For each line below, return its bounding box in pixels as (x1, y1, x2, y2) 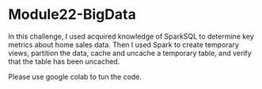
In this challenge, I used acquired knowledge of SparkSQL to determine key (8, 32, 255, 41)
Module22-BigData (8, 6, 136, 24)
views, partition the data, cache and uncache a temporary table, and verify (8, 48, 252, 57)
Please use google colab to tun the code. (8, 72, 142, 81)
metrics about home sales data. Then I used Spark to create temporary (8, 39, 240, 49)
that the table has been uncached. (8, 57, 120, 66)
